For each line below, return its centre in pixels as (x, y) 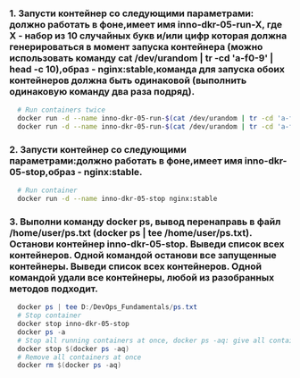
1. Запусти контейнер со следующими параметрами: (132, 13)
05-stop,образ (42, 172)
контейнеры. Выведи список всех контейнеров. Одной (135, 266)
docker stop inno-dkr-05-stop (73, 324)
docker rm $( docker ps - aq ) (70, 365)
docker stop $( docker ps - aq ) (73, 349)
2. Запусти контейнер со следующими (98, 149)
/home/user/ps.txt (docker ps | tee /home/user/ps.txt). (131, 232)
